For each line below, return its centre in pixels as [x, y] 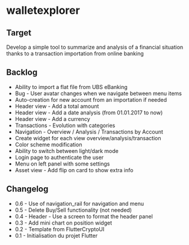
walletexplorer [43, 11]
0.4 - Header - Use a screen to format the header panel [84, 216]
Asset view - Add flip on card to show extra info [74, 170]
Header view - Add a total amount [57, 106]
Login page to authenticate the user [59, 157]
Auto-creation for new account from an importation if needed [91, 99]
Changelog [27, 189]
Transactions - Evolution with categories [65, 125]
